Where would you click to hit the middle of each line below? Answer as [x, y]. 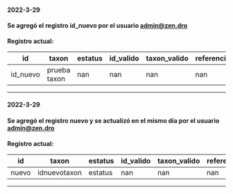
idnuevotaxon [60, 172]
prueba [59, 70]
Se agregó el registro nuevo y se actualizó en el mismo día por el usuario [113, 120]
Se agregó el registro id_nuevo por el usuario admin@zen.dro [97, 26]
